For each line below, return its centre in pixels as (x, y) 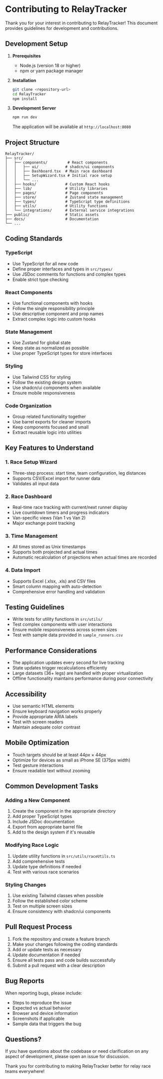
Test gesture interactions (38, 765)
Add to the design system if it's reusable (54, 832)
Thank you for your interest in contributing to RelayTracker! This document (81, 23)
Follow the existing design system (47, 382)
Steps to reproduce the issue (42, 1002)
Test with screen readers (38, 722)
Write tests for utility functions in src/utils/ (57, 619)
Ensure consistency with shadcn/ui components (61, 912)
